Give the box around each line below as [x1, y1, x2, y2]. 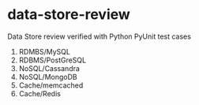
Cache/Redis [18, 88, 61, 98]
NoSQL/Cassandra [18, 63, 81, 73]
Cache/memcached [18, 81, 84, 90]
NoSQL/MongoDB [18, 72, 77, 81]
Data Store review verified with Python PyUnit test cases [7, 32, 191, 41]
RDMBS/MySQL [18, 47, 70, 56]
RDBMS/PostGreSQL [18, 55, 87, 65]
